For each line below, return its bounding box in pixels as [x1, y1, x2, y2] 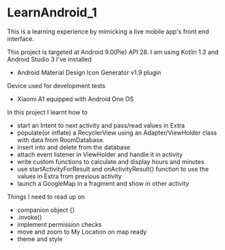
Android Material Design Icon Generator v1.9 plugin [16, 68, 161, 77]
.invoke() [16, 213, 42, 221]
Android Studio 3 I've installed [7, 55, 92, 63]
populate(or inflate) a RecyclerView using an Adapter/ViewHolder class [16, 128, 217, 137]
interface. [7, 34, 34, 42]
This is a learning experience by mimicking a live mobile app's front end [7, 27, 210, 36]
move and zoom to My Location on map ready [16, 227, 147, 236]
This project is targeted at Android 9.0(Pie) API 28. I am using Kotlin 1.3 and [7, 48, 219, 56]
